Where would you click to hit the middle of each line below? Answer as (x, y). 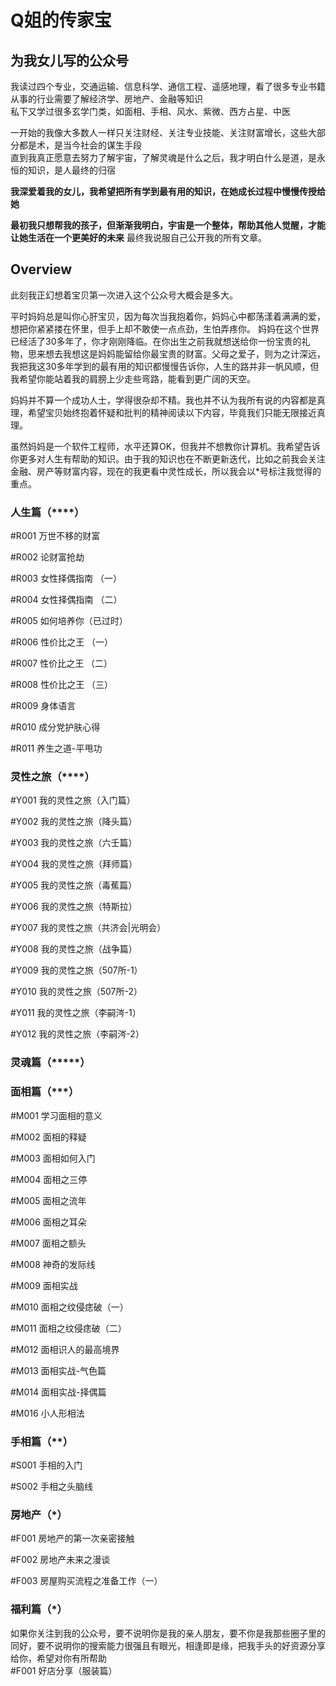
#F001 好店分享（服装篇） (64, 1670)
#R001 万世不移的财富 (55, 536)
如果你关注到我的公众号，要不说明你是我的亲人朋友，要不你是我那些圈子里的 (168, 1633)
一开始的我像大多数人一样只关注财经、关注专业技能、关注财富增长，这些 (159, 132)
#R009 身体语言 (43, 706)
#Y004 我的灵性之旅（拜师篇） (74, 864)
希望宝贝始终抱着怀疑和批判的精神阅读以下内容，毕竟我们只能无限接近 (172, 412)
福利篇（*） (39, 1609)
